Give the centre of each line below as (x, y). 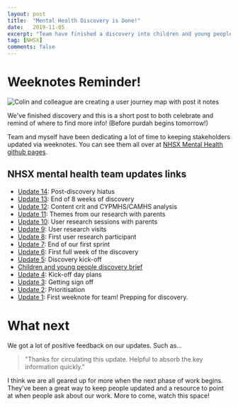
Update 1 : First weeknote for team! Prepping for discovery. (103, 297)
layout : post (27, 14)
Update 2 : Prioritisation (51, 289)
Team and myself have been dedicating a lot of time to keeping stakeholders (119, 136)
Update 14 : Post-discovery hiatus (66, 191)
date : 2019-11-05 (36, 27)
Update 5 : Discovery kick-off (59, 259)
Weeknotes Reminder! (74, 82)
